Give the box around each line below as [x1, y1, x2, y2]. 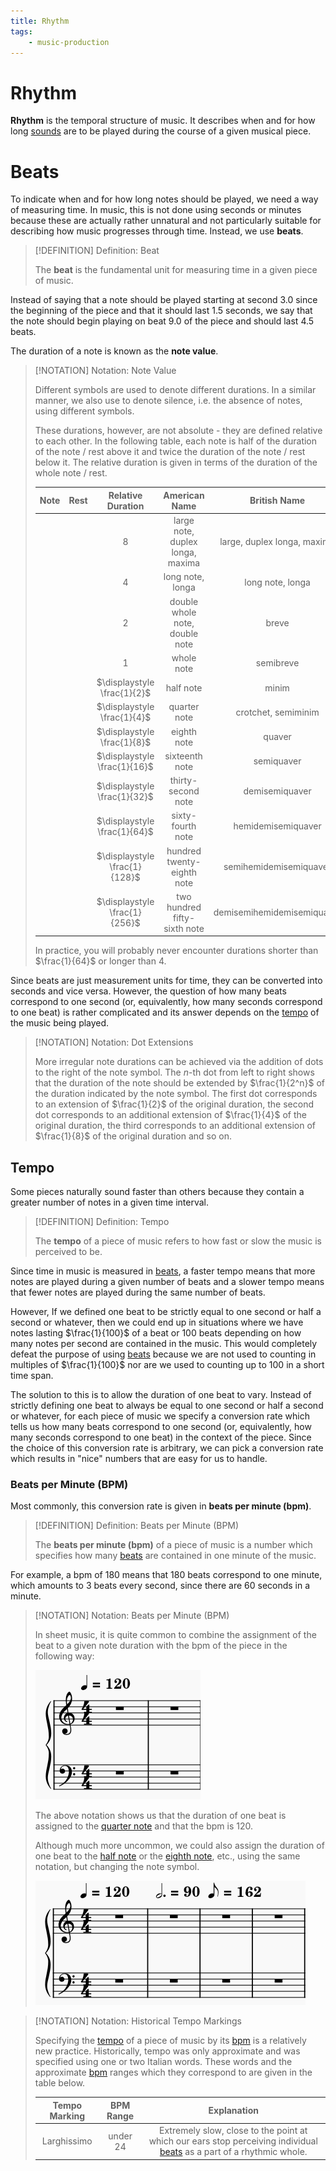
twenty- [166, 855, 202, 867]
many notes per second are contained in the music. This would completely [10, 1338, 318, 1350]
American [163, 489, 205, 501]
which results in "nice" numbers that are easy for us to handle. [10, 1453, 268, 1465]
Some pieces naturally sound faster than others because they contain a [10, 1186, 305, 1198]
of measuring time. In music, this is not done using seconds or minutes [10, 204, 302, 216]
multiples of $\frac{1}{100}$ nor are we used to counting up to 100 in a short [10, 1359, 325, 1371]
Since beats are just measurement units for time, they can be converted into [10, 975, 323, 987]
